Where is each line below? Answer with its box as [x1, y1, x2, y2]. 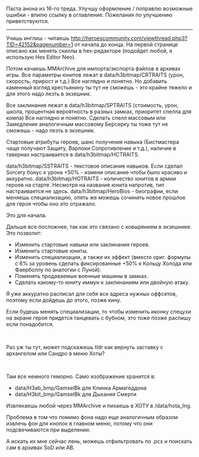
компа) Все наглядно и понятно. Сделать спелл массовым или [6, 114, 166, 121]
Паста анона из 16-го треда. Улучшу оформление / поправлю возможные [6, 5, 193, 12]
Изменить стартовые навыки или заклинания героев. [14, 241, 150, 248]
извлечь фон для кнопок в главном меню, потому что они [6, 420, 153, 427]
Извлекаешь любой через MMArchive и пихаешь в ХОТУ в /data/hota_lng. [6, 402, 192, 409]
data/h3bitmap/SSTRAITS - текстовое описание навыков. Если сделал [6, 162, 183, 170]
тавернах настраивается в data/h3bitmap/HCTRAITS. [6, 151, 140, 158]
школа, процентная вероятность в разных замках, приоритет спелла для [6, 108, 192, 115]
